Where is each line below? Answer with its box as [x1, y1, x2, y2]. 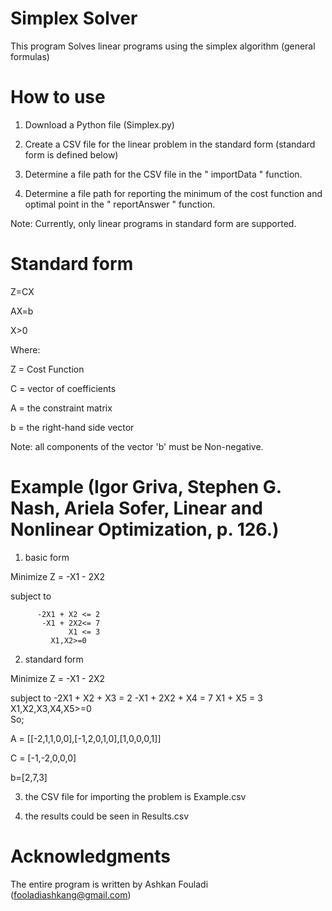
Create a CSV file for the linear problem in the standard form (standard [24, 138, 316, 150]
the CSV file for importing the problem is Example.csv [24, 790, 247, 802]
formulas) [10, 50, 50, 62]
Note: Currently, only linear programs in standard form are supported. [10, 217, 297, 229]
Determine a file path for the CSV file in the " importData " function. [24, 168, 303, 180]
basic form [24, 551, 70, 563]
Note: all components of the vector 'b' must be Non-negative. [10, 440, 264, 452]
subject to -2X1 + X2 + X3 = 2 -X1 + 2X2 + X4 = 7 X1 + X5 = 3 [10, 692, 263, 704]
